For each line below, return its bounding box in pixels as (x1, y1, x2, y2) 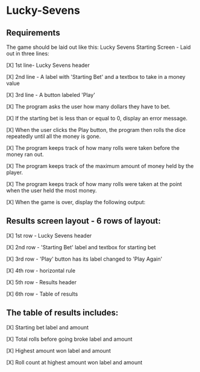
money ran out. (6, 151, 44, 158)
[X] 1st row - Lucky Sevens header (6, 232, 92, 239)
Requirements (6, 28, 60, 38)
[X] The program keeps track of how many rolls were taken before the (6, 144, 180, 151)
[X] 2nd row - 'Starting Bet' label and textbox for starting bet (6, 243, 156, 250)
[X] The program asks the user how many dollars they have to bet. (6, 103, 170, 110)
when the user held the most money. (6, 187, 98, 194)
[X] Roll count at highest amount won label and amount (6, 359, 143, 366)
